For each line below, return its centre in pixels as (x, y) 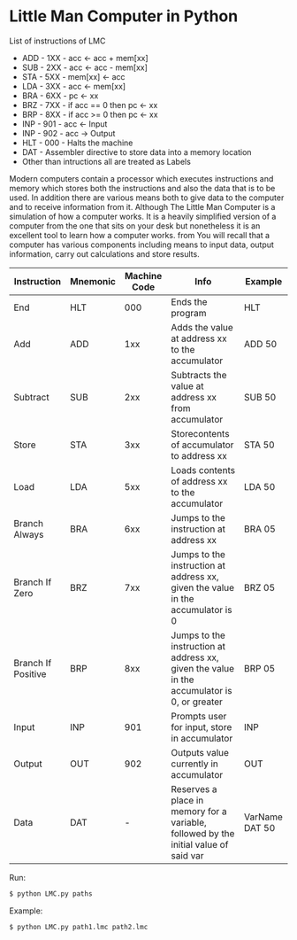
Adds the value (202, 327)
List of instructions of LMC (57, 41)
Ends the (189, 301)
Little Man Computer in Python (124, 16)
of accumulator (202, 445)
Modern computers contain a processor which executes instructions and (141, 178)
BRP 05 (259, 668)
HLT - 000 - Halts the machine (77, 143)
